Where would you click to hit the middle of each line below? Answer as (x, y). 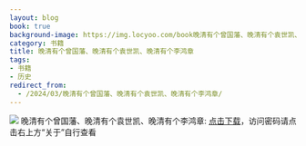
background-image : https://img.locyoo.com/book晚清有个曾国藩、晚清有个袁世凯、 (156, 34)
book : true (30, 26)
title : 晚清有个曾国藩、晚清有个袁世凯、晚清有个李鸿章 (102, 52)
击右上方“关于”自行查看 (53, 131)
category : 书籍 (37, 43)
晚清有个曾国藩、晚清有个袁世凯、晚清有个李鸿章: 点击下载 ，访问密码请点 (158, 121)
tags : (20, 60)
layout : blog (34, 18)
